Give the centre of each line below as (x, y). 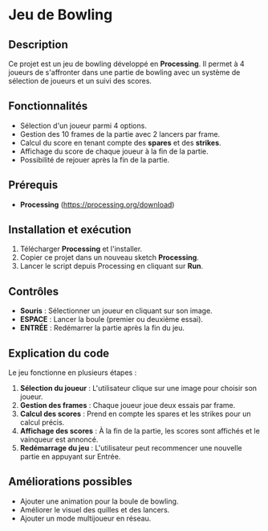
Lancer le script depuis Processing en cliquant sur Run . (111, 266)
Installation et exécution (70, 230)
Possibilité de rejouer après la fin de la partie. (95, 159)
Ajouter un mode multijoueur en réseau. (85, 518)
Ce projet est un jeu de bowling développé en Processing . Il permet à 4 (126, 64)
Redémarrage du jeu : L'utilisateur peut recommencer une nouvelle (131, 448)
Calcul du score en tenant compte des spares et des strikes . (121, 142)
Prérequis (33, 185)
